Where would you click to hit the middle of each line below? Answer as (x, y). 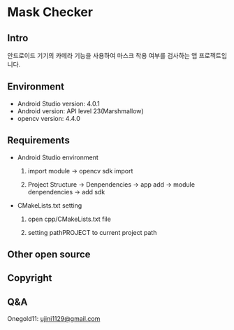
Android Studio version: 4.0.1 (58, 103)
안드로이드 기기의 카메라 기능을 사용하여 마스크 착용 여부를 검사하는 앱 (102, 56)
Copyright (30, 278)
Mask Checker (50, 12)
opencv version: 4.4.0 (49, 118)
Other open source (49, 255)
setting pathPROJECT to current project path (92, 232)
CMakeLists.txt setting (50, 205)
